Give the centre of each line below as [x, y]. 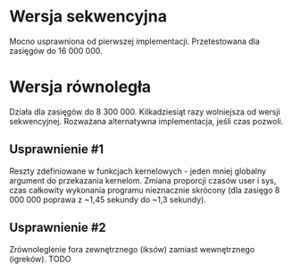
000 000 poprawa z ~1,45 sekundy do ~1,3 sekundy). [108, 200]
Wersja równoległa [80, 87]
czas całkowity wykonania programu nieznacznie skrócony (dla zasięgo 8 [145, 190]
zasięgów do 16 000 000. [56, 50]
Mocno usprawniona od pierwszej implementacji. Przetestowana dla [135, 41]
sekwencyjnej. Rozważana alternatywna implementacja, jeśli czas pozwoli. [146, 121]
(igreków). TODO [40, 259]
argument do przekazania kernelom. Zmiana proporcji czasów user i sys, [143, 180]
